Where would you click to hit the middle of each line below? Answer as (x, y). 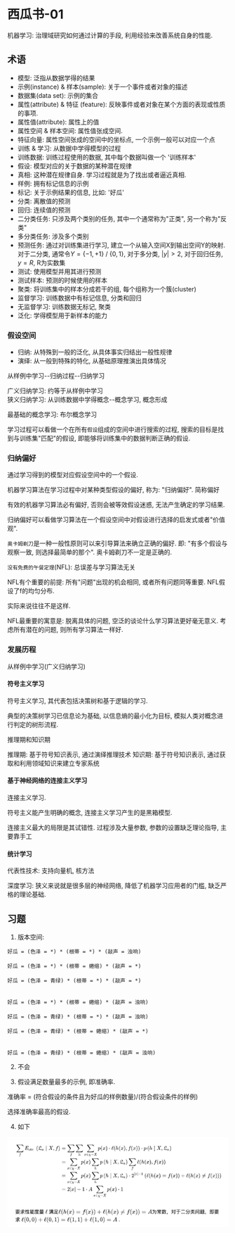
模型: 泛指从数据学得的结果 (56, 77)
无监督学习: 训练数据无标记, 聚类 (64, 306)
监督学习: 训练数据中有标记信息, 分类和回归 (79, 298)
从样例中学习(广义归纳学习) (47, 666)
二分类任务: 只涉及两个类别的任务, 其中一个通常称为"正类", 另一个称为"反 (122, 218)
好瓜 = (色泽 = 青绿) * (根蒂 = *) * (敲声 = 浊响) (78, 1017)
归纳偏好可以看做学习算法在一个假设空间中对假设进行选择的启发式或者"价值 (116, 520)
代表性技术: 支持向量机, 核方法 (51, 871)
